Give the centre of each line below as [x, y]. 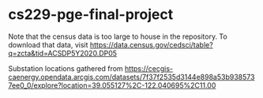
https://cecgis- [149, 68]
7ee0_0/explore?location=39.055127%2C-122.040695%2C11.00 [112, 85]
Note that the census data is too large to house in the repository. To [118, 36]
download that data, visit [48, 44]
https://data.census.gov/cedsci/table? [151, 44]
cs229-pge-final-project [91, 15]
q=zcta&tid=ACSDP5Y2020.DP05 [62, 53]
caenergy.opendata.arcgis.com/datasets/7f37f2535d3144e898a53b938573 [131, 77]
